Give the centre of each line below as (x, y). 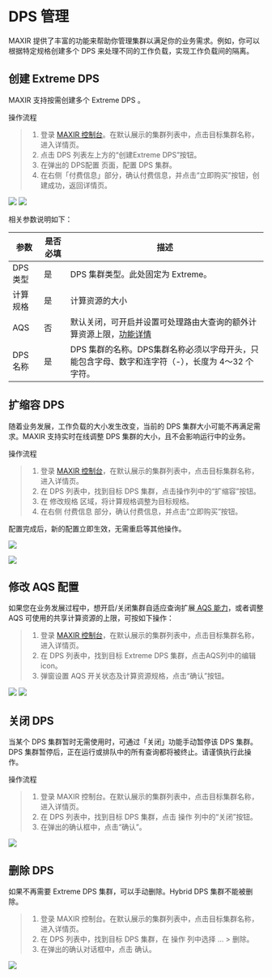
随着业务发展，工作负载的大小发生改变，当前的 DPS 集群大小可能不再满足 (131, 426)
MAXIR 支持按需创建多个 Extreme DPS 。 (76, 100)
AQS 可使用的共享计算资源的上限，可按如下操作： (91, 618)
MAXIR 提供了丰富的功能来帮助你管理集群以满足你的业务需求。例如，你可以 (134, 41)
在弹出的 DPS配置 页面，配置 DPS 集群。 (108, 165)
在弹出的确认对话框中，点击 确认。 (98, 949)
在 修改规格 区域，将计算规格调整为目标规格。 (117, 501)
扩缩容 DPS (36, 405)
